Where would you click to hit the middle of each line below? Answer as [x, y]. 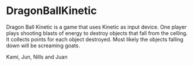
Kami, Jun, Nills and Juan [37, 57]
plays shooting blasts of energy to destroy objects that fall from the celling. [97, 33]
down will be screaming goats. [43, 46]
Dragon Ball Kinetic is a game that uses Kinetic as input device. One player [96, 27]
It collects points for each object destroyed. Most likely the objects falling [95, 39]
